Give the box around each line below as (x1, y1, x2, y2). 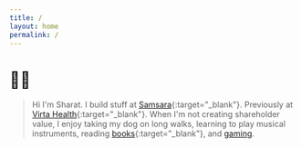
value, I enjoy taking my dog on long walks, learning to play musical (31, 119, 285, 130)
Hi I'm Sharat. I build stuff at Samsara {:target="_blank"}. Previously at (31, 99, 294, 110)
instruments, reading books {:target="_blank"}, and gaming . (31, 128, 255, 139)
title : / (9, 13, 43, 23)
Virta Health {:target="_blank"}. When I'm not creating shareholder (31, 109, 281, 120)
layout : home (9, 22, 59, 31)
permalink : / (9, 30, 59, 39)
